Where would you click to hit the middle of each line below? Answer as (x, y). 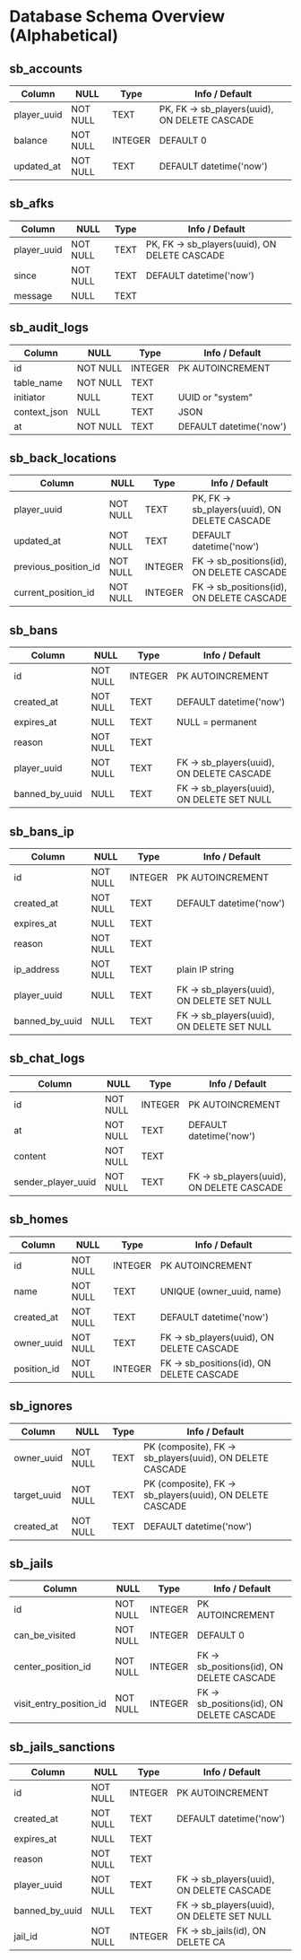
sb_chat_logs (47, 1059)
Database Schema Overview (117, 17)
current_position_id (54, 592)
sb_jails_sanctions (62, 1747)
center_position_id (52, 1667)
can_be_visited (45, 1635)
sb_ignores (41, 1406)
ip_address (37, 969)
